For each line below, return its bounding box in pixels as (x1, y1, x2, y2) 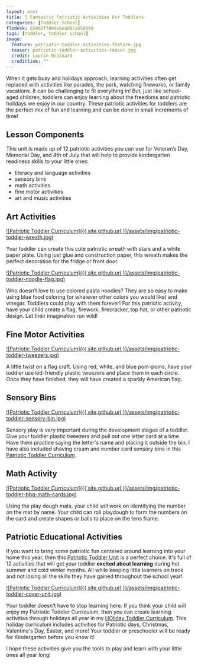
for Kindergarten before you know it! (6, 634, 95, 641)
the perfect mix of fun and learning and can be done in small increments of (6, 106, 189, 113)
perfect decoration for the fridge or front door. (6, 258, 119, 265)
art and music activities (14, 194, 72, 202)
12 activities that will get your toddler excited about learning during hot (6, 560, 180, 567)
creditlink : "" (11, 58, 49, 64)
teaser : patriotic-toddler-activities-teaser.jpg (11, 47, 136, 53)
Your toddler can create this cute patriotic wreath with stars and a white (6, 245, 181, 253)
